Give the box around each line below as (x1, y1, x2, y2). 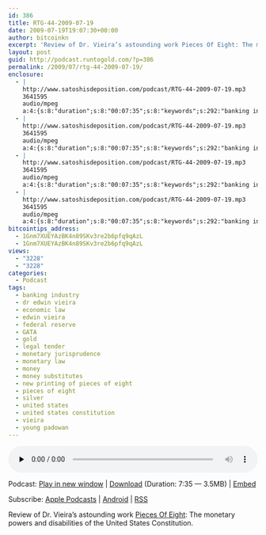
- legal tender (15, 343, 66, 351)
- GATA (15, 328, 37, 336)
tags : (8, 284, 26, 292)
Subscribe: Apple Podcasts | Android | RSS (8, 494, 149, 503)
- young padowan (15, 423, 69, 431)
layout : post (8, 48, 51, 56)
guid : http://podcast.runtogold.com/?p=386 (8, 56, 154, 64)
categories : (8, 269, 47, 277)
